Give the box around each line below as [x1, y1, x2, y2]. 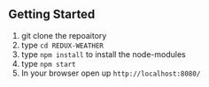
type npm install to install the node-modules [20, 48, 187, 60]
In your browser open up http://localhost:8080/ [20, 68, 201, 78]
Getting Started [8, 7, 96, 22]
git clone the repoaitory [20, 30, 107, 40]
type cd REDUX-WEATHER [20, 40, 104, 50]
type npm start [20, 58, 76, 69]
